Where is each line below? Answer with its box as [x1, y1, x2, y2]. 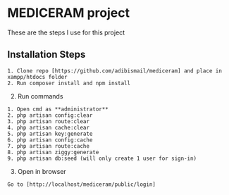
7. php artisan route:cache [7, 142, 90, 149]
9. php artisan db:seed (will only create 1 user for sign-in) [7, 155, 197, 162]
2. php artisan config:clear [7, 111, 93, 119]
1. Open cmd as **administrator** [7, 106, 109, 113]
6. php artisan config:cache [7, 136, 93, 144]
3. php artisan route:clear [7, 118, 90, 125]
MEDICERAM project [7, 5, 130, 21]
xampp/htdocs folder [7, 73, 68, 80]
